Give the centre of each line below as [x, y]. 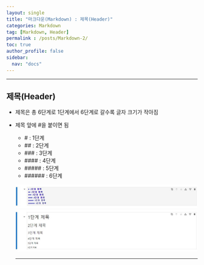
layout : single [25, 13]
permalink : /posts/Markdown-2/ [47, 39]
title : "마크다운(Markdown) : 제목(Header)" [60, 19]
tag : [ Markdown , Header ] [38, 32]
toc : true [19, 45]
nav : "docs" [27, 64]
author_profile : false [35, 52]
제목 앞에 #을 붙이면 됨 [42, 125]
